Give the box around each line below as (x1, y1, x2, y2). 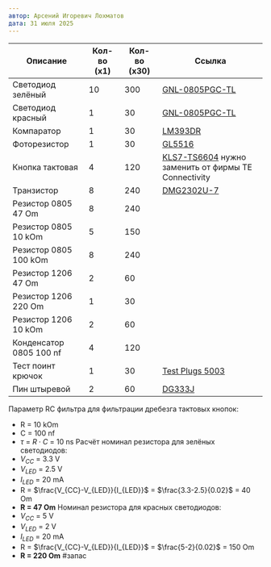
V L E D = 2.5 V (19, 465, 63, 476)
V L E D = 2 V (19, 521, 56, 533)
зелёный (12, 89, 47, 100)
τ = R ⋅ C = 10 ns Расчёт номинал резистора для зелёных (19, 436, 215, 446)
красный (12, 112, 47, 123)
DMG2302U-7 (162, 185, 219, 196)
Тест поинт (12, 360, 56, 371)
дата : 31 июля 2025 (8, 19, 74, 27)
